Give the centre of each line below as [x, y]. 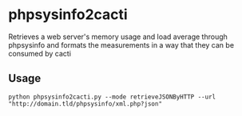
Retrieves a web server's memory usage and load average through [118, 37]
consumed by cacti [40, 53]
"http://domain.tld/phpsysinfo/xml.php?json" [85, 104]
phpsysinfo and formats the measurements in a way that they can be [121, 44]
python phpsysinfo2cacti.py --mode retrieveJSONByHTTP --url [112, 97]
